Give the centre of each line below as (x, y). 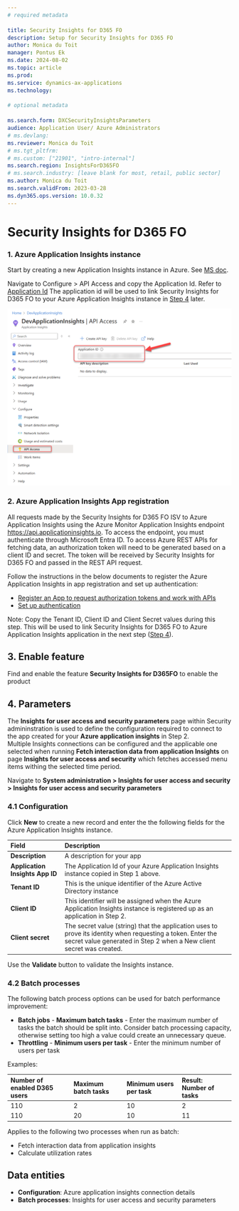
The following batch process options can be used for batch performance (114, 999)
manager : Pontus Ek (36, 53)
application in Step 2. (95, 916)
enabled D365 (32, 1087)
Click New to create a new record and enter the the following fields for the (116, 822)
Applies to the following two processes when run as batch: (93, 1131)
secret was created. (94, 949)
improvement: (28, 1006)
